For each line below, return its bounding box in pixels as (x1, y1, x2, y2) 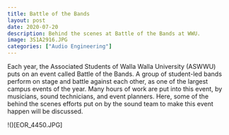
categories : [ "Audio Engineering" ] (7, 43, 112, 50)
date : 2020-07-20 (7, 23, 59, 30)
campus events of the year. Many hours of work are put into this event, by (7, 85, 223, 93)
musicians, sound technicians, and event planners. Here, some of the (7, 92, 209, 101)
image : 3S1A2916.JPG (7, 37, 69, 44)
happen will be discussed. (7, 107, 83, 115)
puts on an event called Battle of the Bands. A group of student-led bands (7, 70, 223, 78)
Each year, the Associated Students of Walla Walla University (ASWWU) (7, 63, 216, 70)
